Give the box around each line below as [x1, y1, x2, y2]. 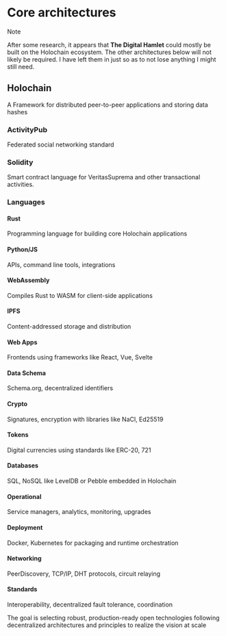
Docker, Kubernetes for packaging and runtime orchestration [7, 539, 179, 547]
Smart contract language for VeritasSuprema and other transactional [7, 173, 201, 181]
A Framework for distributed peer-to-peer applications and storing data [7, 101, 209, 109]
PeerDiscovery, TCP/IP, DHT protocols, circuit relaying [7, 570, 161, 578]
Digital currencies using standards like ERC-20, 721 [7, 446, 151, 454]
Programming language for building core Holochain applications [7, 229, 188, 238]
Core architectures [7, 5, 116, 21]
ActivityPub [7, 125, 48, 134]
